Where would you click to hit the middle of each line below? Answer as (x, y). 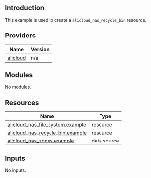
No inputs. (16, 170)
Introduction (25, 8)
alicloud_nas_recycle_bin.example (47, 133)
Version (40, 49)
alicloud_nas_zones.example (41, 141)
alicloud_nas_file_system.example (47, 125)
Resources (22, 102)
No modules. (18, 87)
